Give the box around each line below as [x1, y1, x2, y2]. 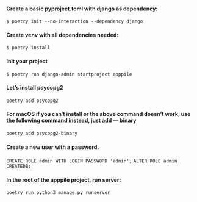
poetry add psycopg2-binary [6, 131, 78, 137]
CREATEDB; [6, 164, 32, 170]
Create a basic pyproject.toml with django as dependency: [6, 5, 158, 12]
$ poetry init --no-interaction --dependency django [6, 18, 143, 24]
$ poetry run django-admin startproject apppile [6, 71, 132, 78]
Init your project [6, 58, 48, 65]
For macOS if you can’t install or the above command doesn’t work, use [6, 110, 191, 118]
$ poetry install [6, 45, 51, 51]
